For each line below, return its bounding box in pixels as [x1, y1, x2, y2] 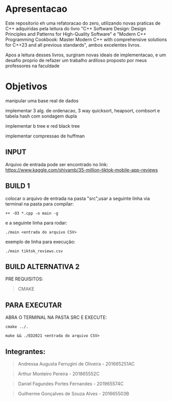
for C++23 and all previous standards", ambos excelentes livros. [5, 42, 141, 48]
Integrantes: [5, 347, 46, 356]
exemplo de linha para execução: [5, 238, 75, 245]
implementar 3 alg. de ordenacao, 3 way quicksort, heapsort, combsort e [5, 107, 160, 113]
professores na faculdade [5, 63, 60, 69]
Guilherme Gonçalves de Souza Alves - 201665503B [17, 390, 129, 396]
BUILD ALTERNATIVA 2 [5, 262, 80, 271]
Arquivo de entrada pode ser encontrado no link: [5, 161, 108, 167]
